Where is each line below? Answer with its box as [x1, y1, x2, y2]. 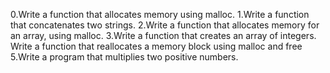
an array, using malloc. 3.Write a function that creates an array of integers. [10, 30, 317, 41]
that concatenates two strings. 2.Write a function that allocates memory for [10, 19, 320, 31]
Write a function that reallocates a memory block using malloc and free [10, 40, 303, 52]
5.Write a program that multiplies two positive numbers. [10, 51, 239, 63]
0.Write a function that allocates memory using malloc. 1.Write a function [10, 9, 310, 20]
